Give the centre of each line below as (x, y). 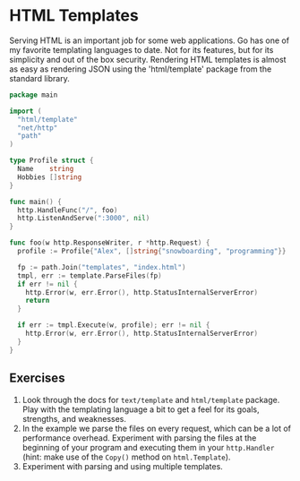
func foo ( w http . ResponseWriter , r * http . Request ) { (110, 243)
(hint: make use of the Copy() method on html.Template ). (126, 457)
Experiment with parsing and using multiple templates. (123, 466)
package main (34, 95)
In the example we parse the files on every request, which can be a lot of (157, 428)
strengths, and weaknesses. (74, 418)
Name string (46, 169)
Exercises (37, 378)
